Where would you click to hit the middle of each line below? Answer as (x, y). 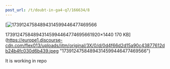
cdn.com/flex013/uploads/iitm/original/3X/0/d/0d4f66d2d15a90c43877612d (85, 45)
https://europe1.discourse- (35, 40)
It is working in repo (26, 61)
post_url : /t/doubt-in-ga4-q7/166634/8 (48, 10)
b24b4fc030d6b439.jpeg (32, 51)
